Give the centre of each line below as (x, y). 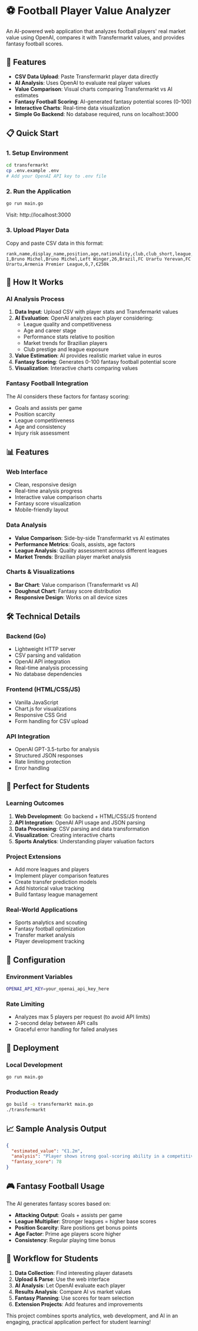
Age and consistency (40, 426)
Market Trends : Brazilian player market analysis (73, 557)
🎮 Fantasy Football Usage (55, 1186)
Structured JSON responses (49, 755)
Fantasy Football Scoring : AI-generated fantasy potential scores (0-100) (103, 101)
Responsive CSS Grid (40, 715)
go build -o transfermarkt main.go (50, 1105)
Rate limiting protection (43, 762)
